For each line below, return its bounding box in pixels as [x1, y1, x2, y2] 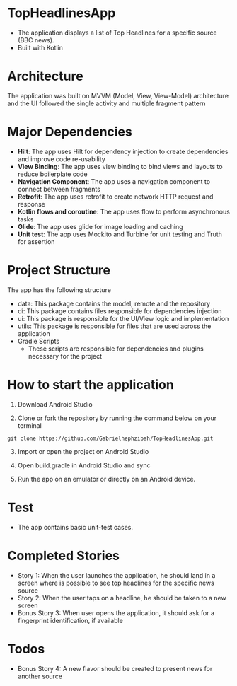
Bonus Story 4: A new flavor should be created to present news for [17, 664, 213, 673]
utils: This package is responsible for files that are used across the [17, 322, 212, 330]
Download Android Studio [17, 400, 93, 408]
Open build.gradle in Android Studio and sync [17, 461, 151, 470]
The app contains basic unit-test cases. [17, 523, 133, 531]
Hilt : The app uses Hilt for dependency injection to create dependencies [17, 147, 229, 156]
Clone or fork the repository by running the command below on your [17, 414, 217, 422]
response [17, 199, 46, 208]
